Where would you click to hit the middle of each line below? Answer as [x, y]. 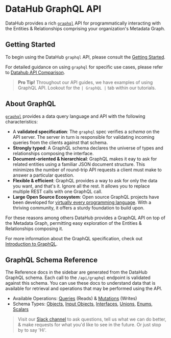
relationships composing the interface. [53, 153]
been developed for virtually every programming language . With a [82, 202]
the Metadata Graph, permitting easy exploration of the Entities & [74, 223]
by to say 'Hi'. [32, 330]
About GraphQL [31, 104]
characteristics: [22, 121]
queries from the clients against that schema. [60, 142]
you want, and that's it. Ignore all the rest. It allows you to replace [81, 186]
